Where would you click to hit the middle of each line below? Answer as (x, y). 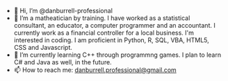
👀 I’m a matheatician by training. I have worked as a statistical (102, 18)
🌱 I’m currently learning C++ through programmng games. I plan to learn (117, 55)
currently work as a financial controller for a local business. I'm (104, 33)
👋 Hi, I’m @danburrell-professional (63, 11)
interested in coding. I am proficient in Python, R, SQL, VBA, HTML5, (112, 40)
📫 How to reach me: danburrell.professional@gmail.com (95, 70)
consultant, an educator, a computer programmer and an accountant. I (114, 25)
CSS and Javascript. (43, 47)
